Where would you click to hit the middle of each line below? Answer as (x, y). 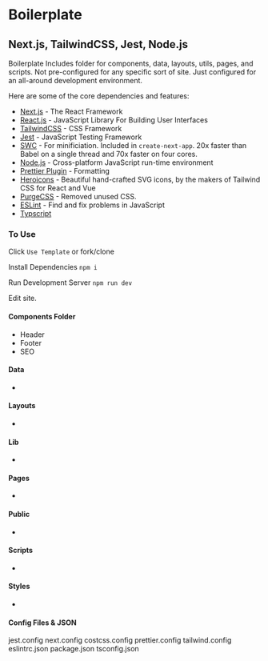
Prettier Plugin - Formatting (65, 171)
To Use (22, 234)
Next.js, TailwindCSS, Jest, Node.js (98, 44)
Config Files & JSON (43, 623)
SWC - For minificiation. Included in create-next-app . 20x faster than (133, 145)
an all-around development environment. (75, 80)
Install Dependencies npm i (53, 267)
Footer (31, 343)
